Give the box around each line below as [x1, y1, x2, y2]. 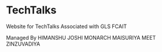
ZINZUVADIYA [6, 40, 40, 47]
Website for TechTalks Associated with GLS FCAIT [6, 23, 127, 30]
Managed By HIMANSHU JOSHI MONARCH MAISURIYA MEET [6, 34, 156, 41]
